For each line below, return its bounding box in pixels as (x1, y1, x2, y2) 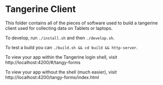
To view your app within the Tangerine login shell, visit (5, 54, 117, 60)
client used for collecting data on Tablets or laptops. (5, 25, 113, 31)
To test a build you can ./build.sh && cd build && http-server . (5, 44, 138, 50)
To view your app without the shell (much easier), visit (5, 69, 117, 75)
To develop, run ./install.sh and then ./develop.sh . (5, 35, 115, 41)
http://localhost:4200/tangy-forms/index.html (5, 74, 99, 80)
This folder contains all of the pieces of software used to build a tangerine (5, 20, 158, 26)
